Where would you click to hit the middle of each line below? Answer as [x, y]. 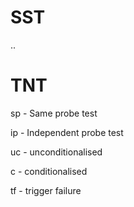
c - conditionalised [49, 171]
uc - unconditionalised [56, 152]
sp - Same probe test [54, 113]
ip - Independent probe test [67, 132]
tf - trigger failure [46, 190]
